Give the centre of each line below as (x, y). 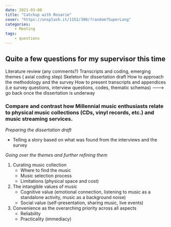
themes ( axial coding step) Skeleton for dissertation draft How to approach (84, 76)
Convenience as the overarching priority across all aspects (75, 208)
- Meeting (25, 29)
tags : (11, 34)
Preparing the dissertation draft (39, 130)
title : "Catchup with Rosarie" (39, 15)
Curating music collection (40, 165)
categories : (18, 24)
